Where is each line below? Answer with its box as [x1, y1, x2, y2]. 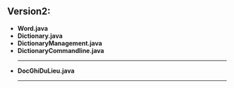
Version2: [7, 6, 51, 17]
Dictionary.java [17, 31, 63, 40]
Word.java [17, 24, 49, 32]
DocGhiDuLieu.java [17, 66, 75, 75]
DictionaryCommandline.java [17, 46, 104, 54]
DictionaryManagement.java [17, 38, 102, 47]
